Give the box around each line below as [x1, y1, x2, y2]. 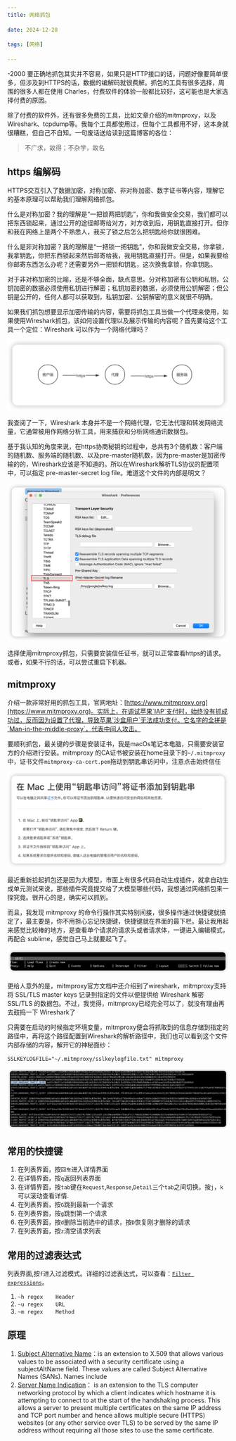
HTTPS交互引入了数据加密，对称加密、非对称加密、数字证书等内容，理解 [7, 186, 219, 194]
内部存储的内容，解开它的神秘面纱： [7, 1040, 112, 1049]
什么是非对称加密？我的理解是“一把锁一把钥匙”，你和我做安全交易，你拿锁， [7, 242, 228, 251]
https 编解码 [7, 166, 61, 178]
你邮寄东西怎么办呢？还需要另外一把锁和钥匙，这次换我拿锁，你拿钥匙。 [7, 260, 216, 268]
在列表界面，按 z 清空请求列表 [17, 1227, 101, 1235]
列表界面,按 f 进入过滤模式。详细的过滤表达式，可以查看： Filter [7, 1269, 192, 1278]
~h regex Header [17, 1294, 75, 1301]
